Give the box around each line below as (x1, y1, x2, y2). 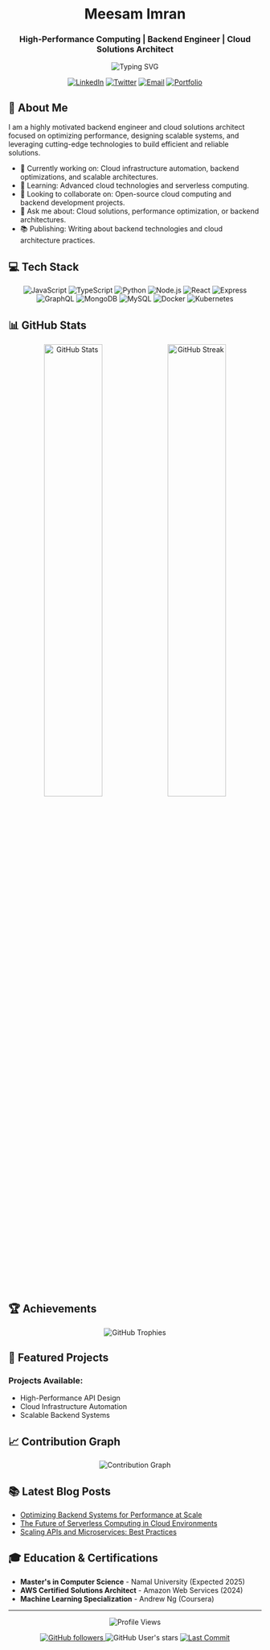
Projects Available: (8, 1375, 84, 1387)
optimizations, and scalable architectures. (19, 172, 158, 182)
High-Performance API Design (19, 1393, 121, 1403)
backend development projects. (19, 198, 125, 208)
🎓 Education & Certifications (8, 1552, 158, 1565)
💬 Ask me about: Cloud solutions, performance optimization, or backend (19, 206, 260, 216)
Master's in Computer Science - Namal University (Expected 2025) (19, 1577, 245, 1586)
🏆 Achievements (8, 1302, 97, 1316)
